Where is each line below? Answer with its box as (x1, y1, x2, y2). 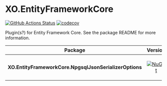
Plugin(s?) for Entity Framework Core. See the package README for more (5, 29, 156, 35)
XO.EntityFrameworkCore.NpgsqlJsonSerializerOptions (7, 64, 142, 71)
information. (5, 35, 30, 41)
